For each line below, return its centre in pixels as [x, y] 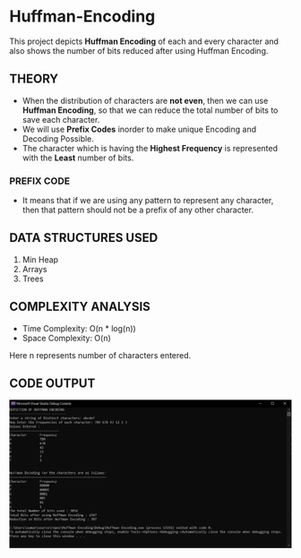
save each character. [61, 119]
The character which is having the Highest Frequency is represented [150, 148]
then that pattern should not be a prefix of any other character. [138, 210]
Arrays [34, 269]
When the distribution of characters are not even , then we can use [145, 100]
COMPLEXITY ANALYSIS [80, 307]
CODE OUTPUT [52, 384]
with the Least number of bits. [78, 158]
